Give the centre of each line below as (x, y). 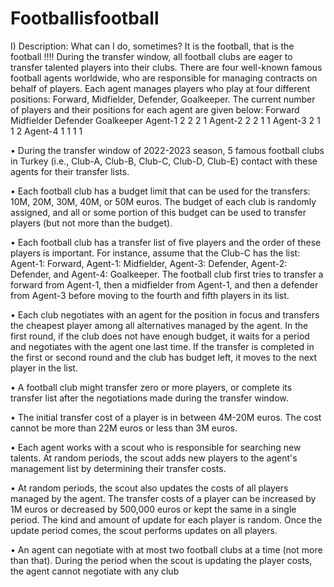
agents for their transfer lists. (70, 171)
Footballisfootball (85, 18)
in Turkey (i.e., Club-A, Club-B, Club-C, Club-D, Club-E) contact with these (164, 161)
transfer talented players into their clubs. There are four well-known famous (166, 67)
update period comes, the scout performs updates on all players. (144, 530)
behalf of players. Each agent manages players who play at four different (160, 88)
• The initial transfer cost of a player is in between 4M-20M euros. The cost (166, 417)
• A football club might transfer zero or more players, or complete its (151, 387)
